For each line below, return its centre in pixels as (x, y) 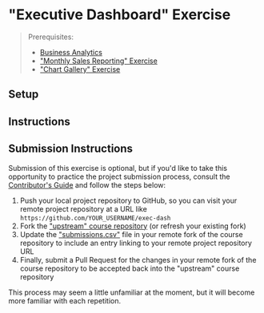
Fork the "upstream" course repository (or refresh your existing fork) (133, 226)
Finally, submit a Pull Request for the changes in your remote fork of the (138, 260)
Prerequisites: (51, 37)
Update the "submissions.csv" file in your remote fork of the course (131, 234)
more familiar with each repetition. (65, 300)
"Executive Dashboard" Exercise (120, 15)
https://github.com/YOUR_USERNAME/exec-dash (95, 218)
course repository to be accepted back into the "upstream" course (130, 268)
